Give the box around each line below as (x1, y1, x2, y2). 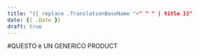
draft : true (7, 23, 42, 30)
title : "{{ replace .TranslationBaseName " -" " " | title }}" (7, 10, 193, 17)
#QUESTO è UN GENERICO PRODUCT (7, 42, 118, 50)
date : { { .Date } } (7, 17, 61, 24)
